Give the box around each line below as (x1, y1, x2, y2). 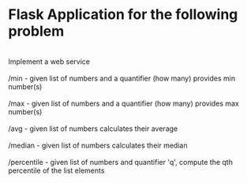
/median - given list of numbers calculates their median (8, 140, 188, 150)
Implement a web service (8, 57, 91, 66)
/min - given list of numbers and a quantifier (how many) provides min (8, 73, 235, 83)
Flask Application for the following (8, 6, 238, 24)
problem (8, 22, 65, 40)
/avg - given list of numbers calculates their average (8, 124, 178, 133)
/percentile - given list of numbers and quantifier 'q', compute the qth (8, 157, 233, 166)
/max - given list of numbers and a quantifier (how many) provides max (8, 99, 239, 108)
